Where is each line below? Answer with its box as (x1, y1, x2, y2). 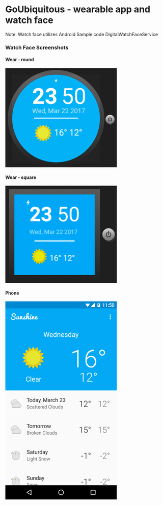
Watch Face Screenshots (5, 44, 69, 51)
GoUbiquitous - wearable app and (5, 4, 151, 15)
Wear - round (5, 57, 34, 63)
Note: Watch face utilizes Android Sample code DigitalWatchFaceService (5, 31, 158, 37)
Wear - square (5, 174, 37, 180)
